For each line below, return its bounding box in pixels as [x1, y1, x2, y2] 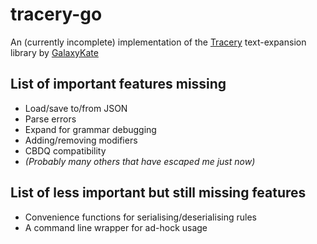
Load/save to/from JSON [24, 102, 128, 114]
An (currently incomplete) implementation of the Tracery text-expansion [10, 36, 307, 48]
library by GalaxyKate [10, 46, 99, 58]
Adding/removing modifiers [24, 134, 138, 146]
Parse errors [24, 113, 77, 125]
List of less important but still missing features [10, 184, 307, 202]
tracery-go [10, 3, 103, 26]
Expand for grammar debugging [24, 123, 157, 135]
